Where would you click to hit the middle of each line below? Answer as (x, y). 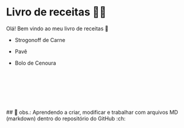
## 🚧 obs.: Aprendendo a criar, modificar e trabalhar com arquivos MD (92, 112)
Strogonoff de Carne (40, 40)
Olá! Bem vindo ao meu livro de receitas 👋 (57, 28)
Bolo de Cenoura (35, 63)
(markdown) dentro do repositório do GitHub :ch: (66, 119)
